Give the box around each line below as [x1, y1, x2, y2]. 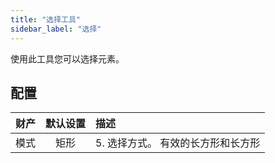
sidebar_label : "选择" [10, 24, 102, 34]
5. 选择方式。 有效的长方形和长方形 [95, 136, 261, 150]
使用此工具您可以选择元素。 [10, 52, 125, 65]
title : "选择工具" [10, 14, 82, 25]
